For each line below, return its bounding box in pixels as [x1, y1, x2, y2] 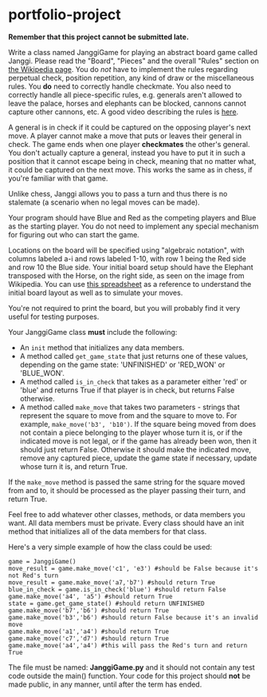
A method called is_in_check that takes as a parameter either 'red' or [19, 376, 247, 386]
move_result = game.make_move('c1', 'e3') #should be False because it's [8, 564, 259, 572]
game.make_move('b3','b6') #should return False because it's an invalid [8, 613, 259, 621]
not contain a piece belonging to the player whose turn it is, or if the [19, 428, 243, 437]
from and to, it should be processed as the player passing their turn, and [8, 485, 245, 495]
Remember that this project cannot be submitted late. [8, 32, 190, 42]
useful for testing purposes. [8, 312, 100, 321]
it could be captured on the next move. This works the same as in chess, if [8, 165, 253, 174]
